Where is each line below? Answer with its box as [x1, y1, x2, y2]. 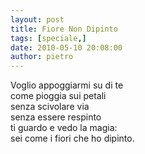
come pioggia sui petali [10, 90, 107, 102]
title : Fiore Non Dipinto [10, 24, 118, 34]
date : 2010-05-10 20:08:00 [10, 42, 123, 53]
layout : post [10, 14, 65, 25]
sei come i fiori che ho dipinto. [10, 132, 135, 145]
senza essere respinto [10, 111, 102, 123]
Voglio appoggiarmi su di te [10, 79, 124, 91]
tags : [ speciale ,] [10, 33, 87, 43]
